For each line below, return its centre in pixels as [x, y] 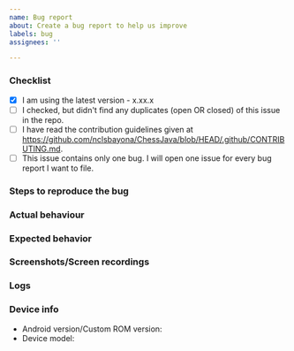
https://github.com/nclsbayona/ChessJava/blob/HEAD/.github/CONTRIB [153, 139]
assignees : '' [35, 42]
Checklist [30, 80]
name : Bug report [41, 17]
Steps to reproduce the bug [69, 191]
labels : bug [31, 34]
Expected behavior [51, 238]
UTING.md [41, 149]
